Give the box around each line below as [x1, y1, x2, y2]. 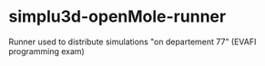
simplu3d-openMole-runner [8, 6, 227, 27]
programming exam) [8, 45, 86, 56]
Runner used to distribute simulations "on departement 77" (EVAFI [8, 36, 257, 47]
